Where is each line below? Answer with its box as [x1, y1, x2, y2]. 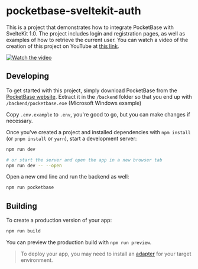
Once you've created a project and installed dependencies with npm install [6, 128, 191, 135]
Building [6, 201, 37, 211]
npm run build [6, 228, 41, 234]
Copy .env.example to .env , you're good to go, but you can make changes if [6, 111, 190, 118]
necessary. [6, 117, 34, 124]
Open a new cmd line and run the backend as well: [6, 173, 129, 180]
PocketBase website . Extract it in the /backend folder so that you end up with [6, 93, 192, 100]
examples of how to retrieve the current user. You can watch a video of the [6, 36, 189, 43]
